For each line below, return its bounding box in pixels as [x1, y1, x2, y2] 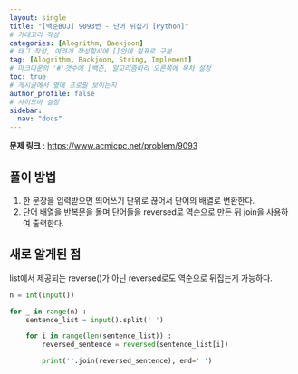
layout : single [9, 13, 67, 23]
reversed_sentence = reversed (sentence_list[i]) [42, 340, 229, 350]
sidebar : [9, 106, 43, 115]
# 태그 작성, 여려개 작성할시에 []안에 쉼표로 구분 [9, 47, 172, 56]
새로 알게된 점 [9, 246, 82, 263]
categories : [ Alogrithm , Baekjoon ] [9, 38, 144, 48]
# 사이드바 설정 [9, 97, 60, 107]
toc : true [9, 72, 47, 82]
